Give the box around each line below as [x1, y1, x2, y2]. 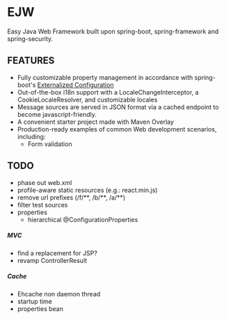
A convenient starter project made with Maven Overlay [17, 118, 175, 126]
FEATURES [7, 55, 55, 67]
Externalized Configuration [37, 81, 114, 89]
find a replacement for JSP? [17, 248, 97, 257]
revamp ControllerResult [17, 256, 88, 264]
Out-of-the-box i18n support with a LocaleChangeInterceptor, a [17, 88, 200, 96]
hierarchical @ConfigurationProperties [27, 215, 138, 223]
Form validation [27, 140, 72, 148]
